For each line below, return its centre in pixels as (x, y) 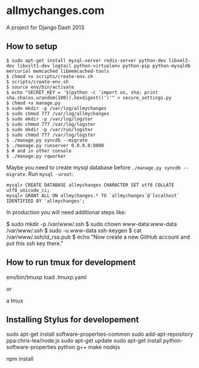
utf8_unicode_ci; (28, 190)
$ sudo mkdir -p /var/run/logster (50, 129)
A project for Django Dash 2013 (45, 27)
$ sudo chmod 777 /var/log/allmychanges (58, 114)
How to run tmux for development (71, 263)
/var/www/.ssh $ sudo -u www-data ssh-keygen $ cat (74, 230)
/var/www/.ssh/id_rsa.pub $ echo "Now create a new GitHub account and (98, 237)
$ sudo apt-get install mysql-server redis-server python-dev (86, 60)
